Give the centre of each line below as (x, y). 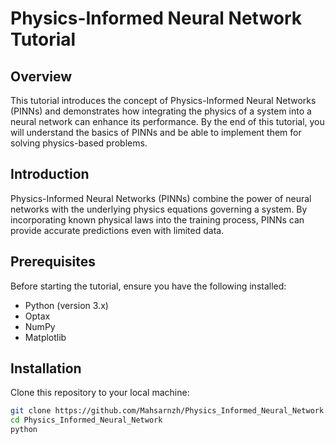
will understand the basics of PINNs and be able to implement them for (156, 132)
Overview (41, 76)
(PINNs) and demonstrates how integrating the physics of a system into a (161, 111)
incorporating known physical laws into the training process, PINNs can (157, 219)
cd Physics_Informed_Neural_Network (86, 420)
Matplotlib (45, 337)
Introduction (50, 174)
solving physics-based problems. (79, 143)
